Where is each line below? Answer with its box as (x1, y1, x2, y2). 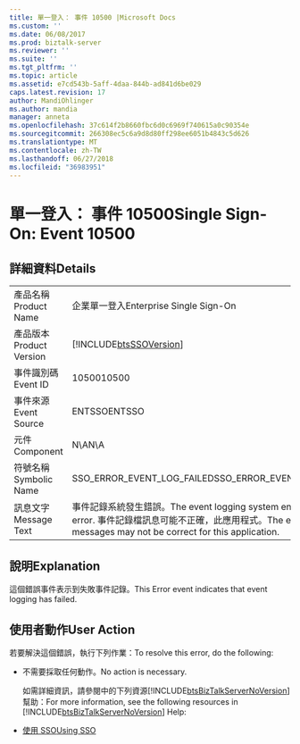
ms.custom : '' (9, 21, 62, 30)
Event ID (13, 379, 49, 391)
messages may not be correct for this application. (71, 526, 279, 539)
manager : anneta (9, 113, 70, 121)
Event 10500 (39, 223, 136, 244)
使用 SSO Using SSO (21, 725, 96, 735)
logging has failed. (9, 594, 78, 605)
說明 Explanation (9, 558, 101, 573)
